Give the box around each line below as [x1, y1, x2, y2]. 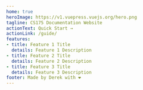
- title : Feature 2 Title [6, 53, 70, 59]
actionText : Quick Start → [6, 25, 73, 31]
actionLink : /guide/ [6, 31, 58, 37]
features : [6, 36, 31, 42]
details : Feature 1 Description [11, 47, 92, 53]
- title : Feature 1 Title [6, 42, 70, 48]
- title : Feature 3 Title [6, 63, 70, 70]
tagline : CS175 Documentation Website [6, 20, 102, 25]
